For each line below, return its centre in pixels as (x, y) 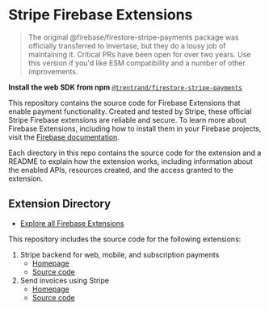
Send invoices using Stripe (64, 280)
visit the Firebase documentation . (64, 137)
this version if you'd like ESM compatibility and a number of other (137, 63)
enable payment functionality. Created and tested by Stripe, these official (130, 111)
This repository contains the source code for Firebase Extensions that (124, 103)
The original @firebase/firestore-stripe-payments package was (134, 37)
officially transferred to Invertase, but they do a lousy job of (127, 45)
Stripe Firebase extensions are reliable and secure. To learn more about (127, 119)
